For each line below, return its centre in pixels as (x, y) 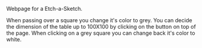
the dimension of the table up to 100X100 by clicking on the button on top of (101, 27)
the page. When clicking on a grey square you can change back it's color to (101, 33)
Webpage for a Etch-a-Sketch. (45, 9)
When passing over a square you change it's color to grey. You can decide (99, 20)
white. (14, 39)
